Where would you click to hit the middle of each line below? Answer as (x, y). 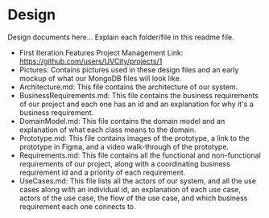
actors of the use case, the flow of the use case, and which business (133, 198)
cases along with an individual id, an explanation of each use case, (130, 189)
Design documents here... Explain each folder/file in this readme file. (121, 37)
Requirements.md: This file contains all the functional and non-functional (140, 155)
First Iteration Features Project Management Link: (101, 52)
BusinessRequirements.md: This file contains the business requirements (139, 95)
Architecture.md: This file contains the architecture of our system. (128, 87)
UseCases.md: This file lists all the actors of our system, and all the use (138, 181)
